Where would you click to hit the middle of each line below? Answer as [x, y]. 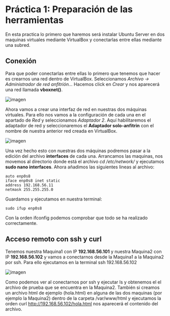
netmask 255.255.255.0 [29, 189]
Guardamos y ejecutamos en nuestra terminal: [54, 199]
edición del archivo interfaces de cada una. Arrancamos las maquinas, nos [84, 156]
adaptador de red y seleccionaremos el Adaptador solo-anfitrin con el [80, 125]
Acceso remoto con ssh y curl [53, 239]
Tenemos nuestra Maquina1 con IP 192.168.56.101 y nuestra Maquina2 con [83, 251]
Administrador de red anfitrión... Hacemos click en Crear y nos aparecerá [82, 84]
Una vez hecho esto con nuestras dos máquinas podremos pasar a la [78, 151]
